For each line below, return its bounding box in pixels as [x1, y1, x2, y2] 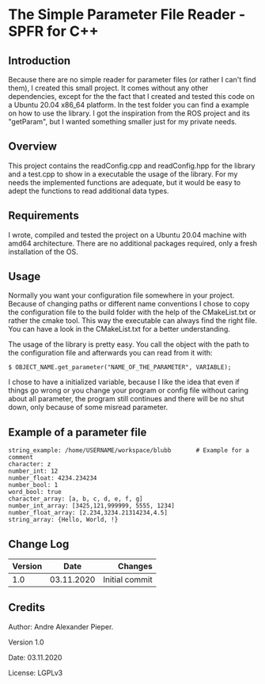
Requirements [8, 209, 79, 222]
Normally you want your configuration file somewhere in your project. [8, 291, 235, 300]
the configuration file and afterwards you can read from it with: [8, 348, 213, 358]
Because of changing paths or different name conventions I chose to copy [8, 299, 250, 309]
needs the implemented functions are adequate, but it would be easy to [8, 177, 241, 187]
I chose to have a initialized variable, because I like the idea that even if [8, 378, 240, 387]
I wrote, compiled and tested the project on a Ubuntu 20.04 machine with [8, 230, 247, 239]
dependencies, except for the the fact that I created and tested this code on [8, 92, 256, 101]
